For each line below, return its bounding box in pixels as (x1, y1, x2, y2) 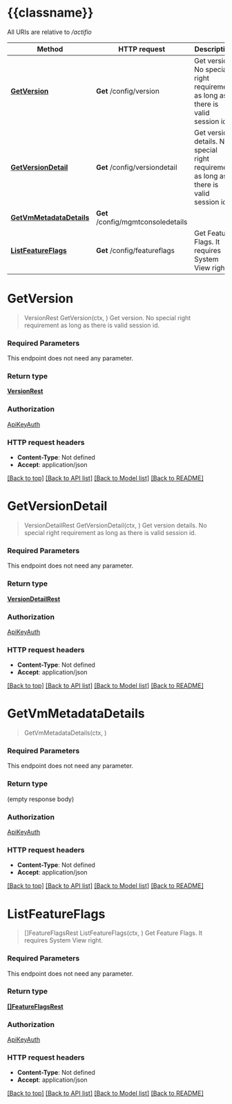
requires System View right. (23, 936, 104, 945)
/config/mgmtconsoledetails (95, 217, 188, 227)
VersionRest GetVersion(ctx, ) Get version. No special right (23, 313, 191, 322)
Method (37, 44, 64, 53)
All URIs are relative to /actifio (7, 28, 92, 36)
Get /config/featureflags (95, 245, 175, 255)
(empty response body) (7, 795, 75, 803)
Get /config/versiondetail (95, 162, 177, 172)
